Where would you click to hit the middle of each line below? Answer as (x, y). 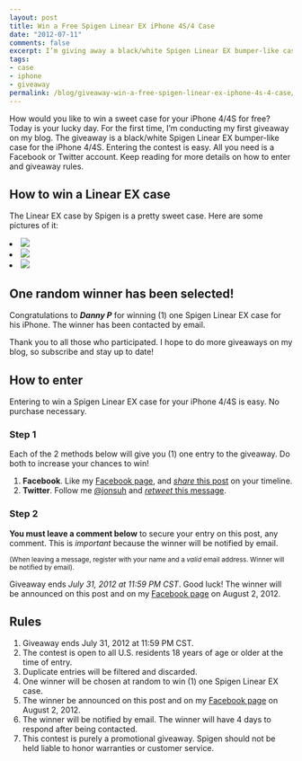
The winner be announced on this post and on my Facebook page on (150, 701)
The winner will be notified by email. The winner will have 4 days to (147, 720)
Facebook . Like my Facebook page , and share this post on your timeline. (157, 481)
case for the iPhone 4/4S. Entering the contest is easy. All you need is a (142, 147)
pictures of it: (34, 226)
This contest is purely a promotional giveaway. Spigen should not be (149, 739)
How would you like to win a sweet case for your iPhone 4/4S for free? (140, 119)
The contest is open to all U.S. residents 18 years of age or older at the (152, 653)
